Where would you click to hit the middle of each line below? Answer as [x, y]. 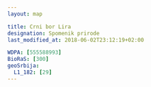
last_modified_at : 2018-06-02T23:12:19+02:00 [75, 40]
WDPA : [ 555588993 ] [34, 53]
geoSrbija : [23, 66]
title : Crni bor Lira [39, 27]
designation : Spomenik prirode [54, 33]
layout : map [25, 14]
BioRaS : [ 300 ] [28, 59]
